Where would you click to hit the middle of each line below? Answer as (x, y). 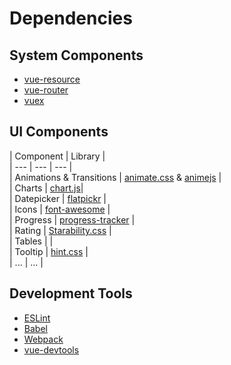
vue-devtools (51, 349)
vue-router (46, 90)
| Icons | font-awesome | (60, 209)
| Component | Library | (57, 156)
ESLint (37, 318)
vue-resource (52, 79)
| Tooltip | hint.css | (49, 251)
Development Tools (71, 293)
